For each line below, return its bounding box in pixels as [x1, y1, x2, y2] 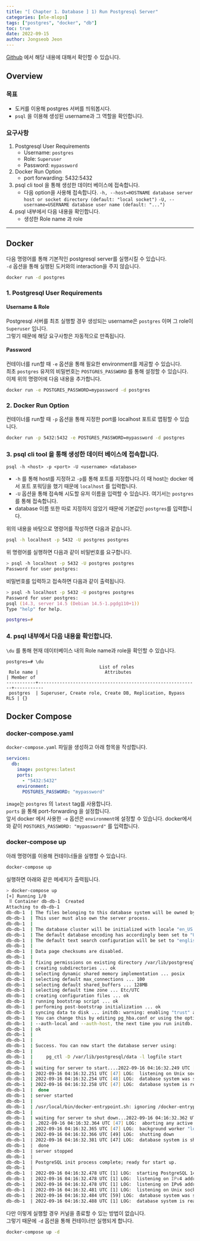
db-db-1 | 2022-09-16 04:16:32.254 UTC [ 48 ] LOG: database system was [6, 1076, 190, 1082]
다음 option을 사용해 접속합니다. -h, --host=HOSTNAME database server [23, 188, 193, 196]
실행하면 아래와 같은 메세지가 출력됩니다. [6, 875, 100, 883]
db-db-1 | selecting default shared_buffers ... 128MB [6, 982, 148, 988]
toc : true [6, 25, 31, 32]
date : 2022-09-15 [6, 31, 49, 37]
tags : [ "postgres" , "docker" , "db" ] [6, 20, 97, 26]
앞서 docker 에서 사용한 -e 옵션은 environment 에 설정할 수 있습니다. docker [6, 815, 183, 822]
